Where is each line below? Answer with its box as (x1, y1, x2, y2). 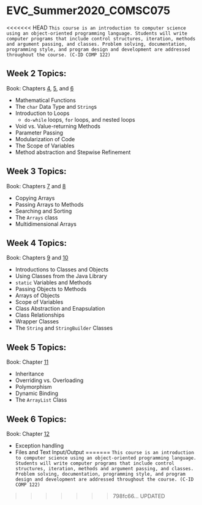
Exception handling (15, 442, 64, 449)
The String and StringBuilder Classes (15, 325, 113, 332)
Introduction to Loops (15, 109, 70, 117)
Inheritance (15, 370, 45, 378)
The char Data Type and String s (15, 103, 97, 110)
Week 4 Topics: (6, 238, 67, 248)
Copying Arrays (15, 194, 55, 202)
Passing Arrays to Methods (15, 201, 84, 208)
